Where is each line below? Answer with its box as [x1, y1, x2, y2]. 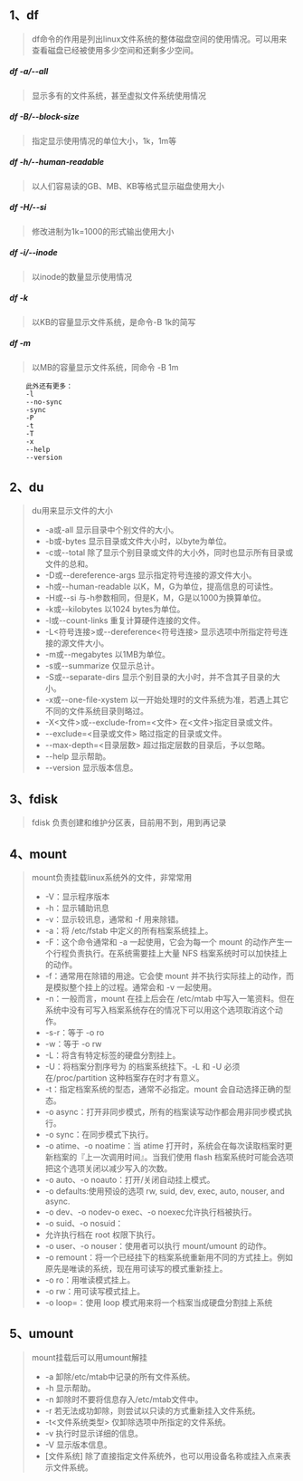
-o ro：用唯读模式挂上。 [44, 1274, 136, 1285]
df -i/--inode [9, 247, 58, 258]
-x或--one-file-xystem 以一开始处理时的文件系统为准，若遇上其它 [44, 695, 289, 706]
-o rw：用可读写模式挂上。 [44, 1286, 146, 1297]
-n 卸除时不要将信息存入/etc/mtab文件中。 [44, 1393, 204, 1405]
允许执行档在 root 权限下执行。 [44, 1229, 160, 1240]
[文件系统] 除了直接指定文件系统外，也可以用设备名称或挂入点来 [44, 1450, 283, 1461]
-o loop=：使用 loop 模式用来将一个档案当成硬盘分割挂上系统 [44, 1297, 273, 1308]
